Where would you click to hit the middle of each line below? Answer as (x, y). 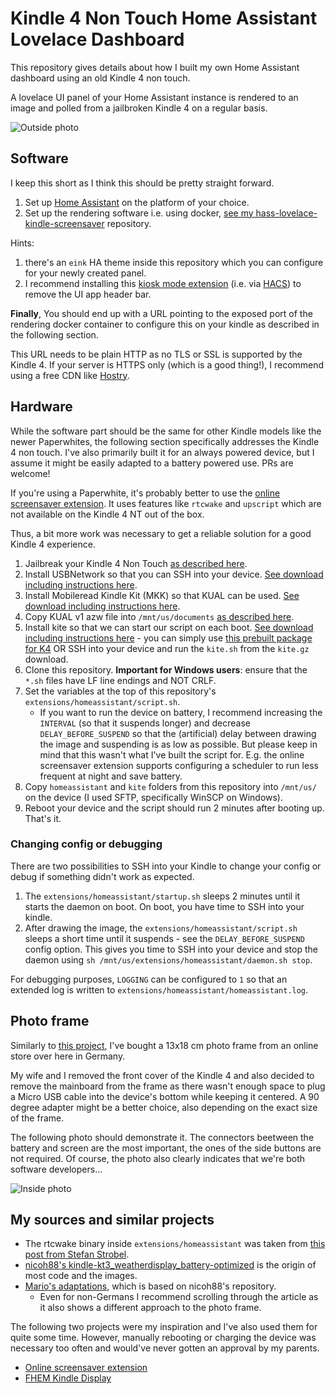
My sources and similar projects (112, 1220)
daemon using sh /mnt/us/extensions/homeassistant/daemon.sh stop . (168, 959)
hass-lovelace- (286, 213)
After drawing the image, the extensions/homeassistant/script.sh (161, 928)
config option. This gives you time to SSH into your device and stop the (171, 949)
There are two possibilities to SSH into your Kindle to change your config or (166, 866)
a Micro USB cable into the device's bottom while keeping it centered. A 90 (165, 1096)
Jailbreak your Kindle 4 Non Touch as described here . (136, 563)
